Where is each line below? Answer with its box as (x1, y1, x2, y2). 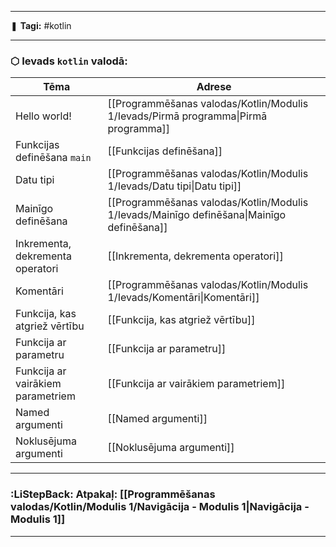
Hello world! (15, 109, 72, 123)
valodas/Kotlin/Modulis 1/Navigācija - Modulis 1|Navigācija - (10, 500, 310, 514)
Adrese (196, 80, 232, 94)
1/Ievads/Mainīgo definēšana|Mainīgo (107, 208, 287, 222)
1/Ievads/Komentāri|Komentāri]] (107, 291, 260, 305)
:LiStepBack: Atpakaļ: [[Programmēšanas (10, 487, 216, 501)
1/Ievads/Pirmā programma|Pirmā (107, 109, 268, 123)
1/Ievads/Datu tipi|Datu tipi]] (107, 179, 242, 193)
